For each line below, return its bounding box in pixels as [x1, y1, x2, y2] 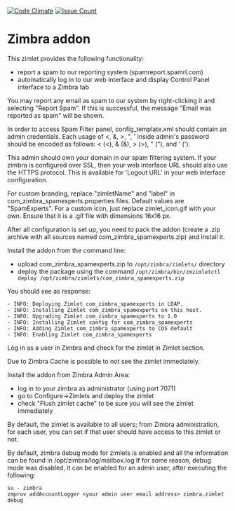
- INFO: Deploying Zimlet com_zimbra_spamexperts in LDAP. [7, 300, 184, 308]
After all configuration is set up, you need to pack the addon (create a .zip [7, 225, 221, 233]
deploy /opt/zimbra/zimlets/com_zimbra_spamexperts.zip [17, 274, 184, 282]
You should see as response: [7, 287, 91, 295]
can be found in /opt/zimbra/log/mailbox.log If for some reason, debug [7, 456, 212, 464]
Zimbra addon [7, 32, 91, 47]
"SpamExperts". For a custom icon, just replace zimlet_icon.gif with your [7, 204, 216, 212]
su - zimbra [7, 484, 42, 491]
